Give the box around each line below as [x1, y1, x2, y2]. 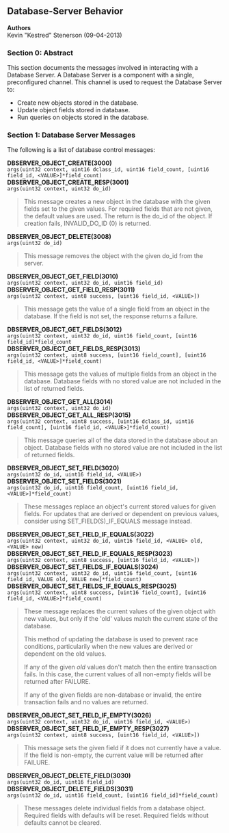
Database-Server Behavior [7, 5, 124, 17]
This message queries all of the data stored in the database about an [23, 436, 218, 444]
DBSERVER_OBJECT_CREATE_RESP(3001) [7, 178, 129, 187]
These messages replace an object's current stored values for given [23, 502, 217, 511]
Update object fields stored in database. [16, 106, 131, 114]
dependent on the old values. [23, 650, 107, 658]
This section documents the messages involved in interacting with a [7, 64, 198, 72]
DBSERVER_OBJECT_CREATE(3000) [7, 159, 113, 167]
